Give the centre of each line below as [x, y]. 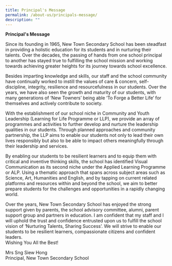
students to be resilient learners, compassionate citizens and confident [80, 232]
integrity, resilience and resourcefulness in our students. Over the [97, 87]
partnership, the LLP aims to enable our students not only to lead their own [84, 135]
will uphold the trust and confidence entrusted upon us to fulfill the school [83, 221]
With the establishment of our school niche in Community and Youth [78, 113]
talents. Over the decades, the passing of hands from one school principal [84, 55]
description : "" [23, 20]
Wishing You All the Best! [32, 243]
